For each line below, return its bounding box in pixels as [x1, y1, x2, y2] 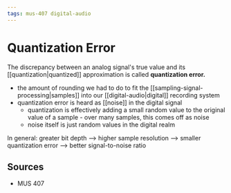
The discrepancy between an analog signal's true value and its [7, 63, 185, 71]
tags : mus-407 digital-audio [7, 10, 91, 17]
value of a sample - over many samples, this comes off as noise [27, 113, 210, 121]
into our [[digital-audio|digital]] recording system [80, 91, 220, 99]
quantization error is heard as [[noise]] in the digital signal [17, 98, 183, 107]
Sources [7, 160, 44, 173]
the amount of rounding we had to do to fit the [17, 84, 149, 92]
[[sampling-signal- [150, 84, 203, 92]
